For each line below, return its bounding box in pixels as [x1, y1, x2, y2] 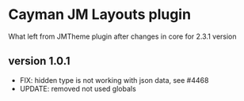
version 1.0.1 [8, 54, 71, 68]
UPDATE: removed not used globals [19, 84, 136, 93]
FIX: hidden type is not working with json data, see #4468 [19, 75, 209, 84]
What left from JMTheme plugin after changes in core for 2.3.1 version [8, 32, 237, 41]
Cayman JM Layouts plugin [8, 6, 192, 24]
